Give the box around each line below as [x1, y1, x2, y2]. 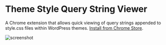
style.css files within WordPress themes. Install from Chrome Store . [5, 25, 144, 31]
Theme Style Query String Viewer [5, 3, 148, 15]
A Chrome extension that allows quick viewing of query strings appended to [5, 20, 161, 26]
